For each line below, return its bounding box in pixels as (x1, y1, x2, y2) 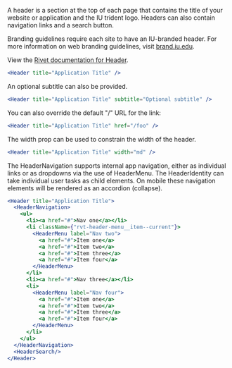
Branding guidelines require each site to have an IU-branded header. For (7, 35, 217, 43)
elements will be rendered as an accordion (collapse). (7, 183, 163, 192)
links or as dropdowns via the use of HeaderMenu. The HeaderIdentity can (7, 168, 224, 177)
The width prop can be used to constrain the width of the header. (7, 135, 197, 143)
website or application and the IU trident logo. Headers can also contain (7, 13, 216, 22)
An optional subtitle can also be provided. (7, 82, 128, 90)
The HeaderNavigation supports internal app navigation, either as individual (7, 161, 226, 170)
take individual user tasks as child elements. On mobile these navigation (7, 176, 216, 185)
